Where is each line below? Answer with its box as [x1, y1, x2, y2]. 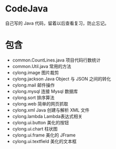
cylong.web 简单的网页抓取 [12, 100, 69, 106]
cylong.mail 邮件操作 [12, 82, 55, 88]
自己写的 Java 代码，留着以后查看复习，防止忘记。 [5, 20, 110, 26]
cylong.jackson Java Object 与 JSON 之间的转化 [12, 75, 111, 81]
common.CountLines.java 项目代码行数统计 [12, 57, 101, 63]
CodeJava [5, 3, 48, 14]
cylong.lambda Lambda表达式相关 [12, 113, 83, 119]
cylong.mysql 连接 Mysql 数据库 [12, 88, 78, 94]
